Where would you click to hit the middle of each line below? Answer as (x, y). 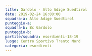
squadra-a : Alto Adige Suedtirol (40, 19)
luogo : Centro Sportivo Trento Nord (43, 41)
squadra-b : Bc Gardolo (28, 28)
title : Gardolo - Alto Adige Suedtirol (46, 9)
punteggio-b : (19, 32)
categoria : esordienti (28, 46)
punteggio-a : (19, 23)
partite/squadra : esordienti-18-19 (42, 37)
